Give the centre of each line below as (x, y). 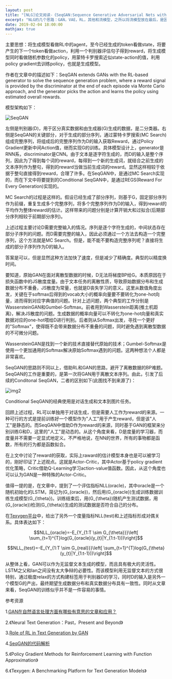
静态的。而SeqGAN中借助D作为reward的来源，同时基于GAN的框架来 (88, 425)
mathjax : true (20, 29)
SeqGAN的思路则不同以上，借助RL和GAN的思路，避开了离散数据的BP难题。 (85, 368)
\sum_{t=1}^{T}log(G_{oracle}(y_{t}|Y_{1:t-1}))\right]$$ (86, 538)
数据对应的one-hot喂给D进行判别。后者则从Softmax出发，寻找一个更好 (80, 320)
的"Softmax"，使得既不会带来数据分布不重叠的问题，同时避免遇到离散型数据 (86, 327)
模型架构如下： (21, 108)
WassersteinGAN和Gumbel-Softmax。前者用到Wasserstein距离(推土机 (80, 307)
